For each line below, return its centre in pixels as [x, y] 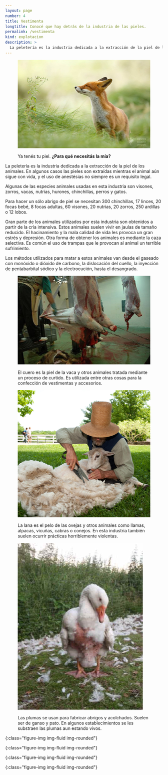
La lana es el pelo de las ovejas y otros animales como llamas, [81, 525]
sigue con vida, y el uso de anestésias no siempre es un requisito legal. [78, 177]
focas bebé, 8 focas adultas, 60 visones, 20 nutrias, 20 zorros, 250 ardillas [82, 207]
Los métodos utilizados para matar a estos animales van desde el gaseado [82, 258]
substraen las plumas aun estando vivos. [60, 728]
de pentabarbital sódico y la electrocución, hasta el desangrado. [71, 269]
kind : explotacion [24, 37]
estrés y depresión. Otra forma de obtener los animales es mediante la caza [83, 238]
